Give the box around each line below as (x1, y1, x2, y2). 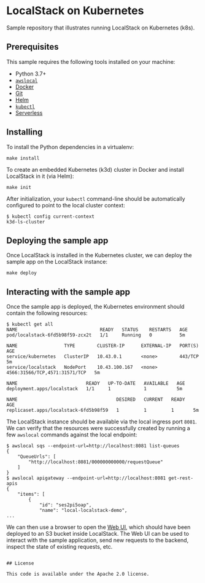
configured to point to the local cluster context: (6, 201, 125, 209)
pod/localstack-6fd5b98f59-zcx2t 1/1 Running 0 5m (6, 332, 185, 338)
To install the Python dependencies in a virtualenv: (6, 143, 134, 150)
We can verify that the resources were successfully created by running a (6, 425, 190, 432)
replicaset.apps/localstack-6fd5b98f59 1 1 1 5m (6, 407, 199, 414)
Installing (6, 127, 43, 137)
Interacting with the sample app (6, 287, 131, 297)
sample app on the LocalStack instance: (6, 258, 107, 266)
